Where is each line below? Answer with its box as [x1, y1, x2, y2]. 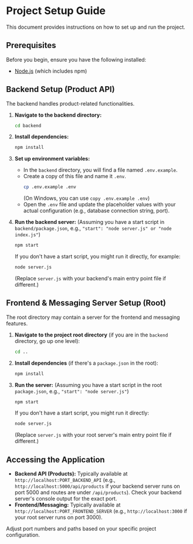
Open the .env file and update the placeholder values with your [23, 201, 176, 208]
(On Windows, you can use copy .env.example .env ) [23, 195, 150, 202]
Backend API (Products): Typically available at [14, 470, 128, 477]
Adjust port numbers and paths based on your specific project [6, 525, 157, 532]
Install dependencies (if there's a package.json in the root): [14, 359, 158, 366]
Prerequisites [6, 40, 56, 50]
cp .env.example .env [23, 184, 76, 190]
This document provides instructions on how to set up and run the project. [6, 23, 186, 30]
